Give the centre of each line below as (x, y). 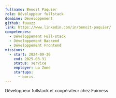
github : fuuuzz (20, 23)
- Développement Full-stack (38, 37)
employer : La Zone (32, 68)
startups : (24, 72)
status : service (30, 63)
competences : (18, 32)
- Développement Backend (34, 41)
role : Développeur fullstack (34, 14)
